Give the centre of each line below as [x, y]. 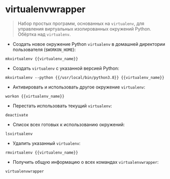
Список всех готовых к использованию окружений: [69, 124]
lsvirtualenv [19, 134]
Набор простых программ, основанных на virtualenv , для [81, 23]
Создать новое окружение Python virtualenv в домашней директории [89, 44]
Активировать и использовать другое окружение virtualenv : [79, 87]
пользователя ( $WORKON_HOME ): [44, 49]
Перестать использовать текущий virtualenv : [62, 106]
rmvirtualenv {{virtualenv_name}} [42, 153]
